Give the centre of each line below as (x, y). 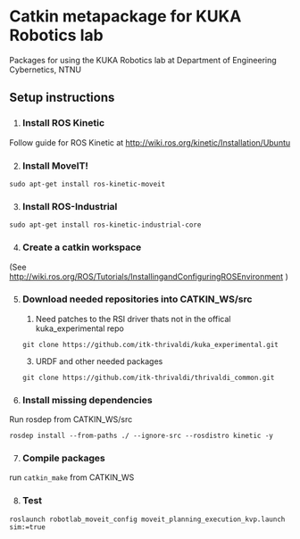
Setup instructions (62, 98)
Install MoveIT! (55, 165)
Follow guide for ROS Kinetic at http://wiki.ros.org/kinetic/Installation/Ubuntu (150, 142)
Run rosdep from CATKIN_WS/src (71, 419)
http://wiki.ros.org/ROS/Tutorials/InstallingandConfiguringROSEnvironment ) (149, 276)
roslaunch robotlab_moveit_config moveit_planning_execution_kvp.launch (147, 519)
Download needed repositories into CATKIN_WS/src (137, 299)
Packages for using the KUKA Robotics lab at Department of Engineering (143, 60)
